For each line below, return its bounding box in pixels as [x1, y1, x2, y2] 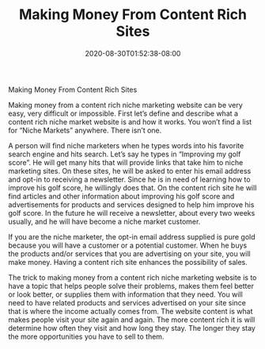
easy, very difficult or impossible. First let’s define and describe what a [8, 109, 239, 118]
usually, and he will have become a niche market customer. [8, 217, 201, 226]
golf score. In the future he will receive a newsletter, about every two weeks [8, 208, 256, 217]
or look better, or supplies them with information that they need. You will [8, 290, 243, 299]
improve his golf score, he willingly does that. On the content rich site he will [8, 182, 257, 192]
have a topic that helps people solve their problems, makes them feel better [8, 281, 255, 290]
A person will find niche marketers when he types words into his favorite [8, 140, 244, 150]
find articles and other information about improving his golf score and [8, 191, 235, 201]
